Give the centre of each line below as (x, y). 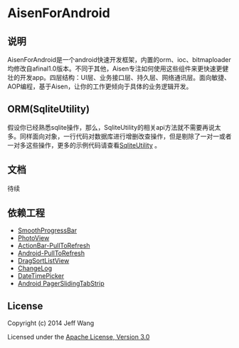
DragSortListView (43, 261)
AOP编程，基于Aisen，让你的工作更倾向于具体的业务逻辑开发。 (100, 86)
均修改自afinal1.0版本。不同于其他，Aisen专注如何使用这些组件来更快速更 (115, 68)
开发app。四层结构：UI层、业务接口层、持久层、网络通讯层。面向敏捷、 (125, 77)
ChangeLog (35, 268)
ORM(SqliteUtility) (49, 109)
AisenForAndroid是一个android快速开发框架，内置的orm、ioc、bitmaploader (119, 60)
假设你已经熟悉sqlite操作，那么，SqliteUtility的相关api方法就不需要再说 (111, 127)
